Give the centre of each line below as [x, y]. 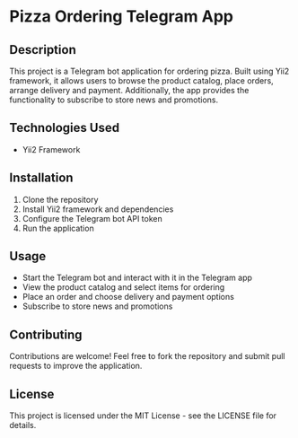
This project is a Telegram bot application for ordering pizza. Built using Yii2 [149, 71]
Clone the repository [60, 199]
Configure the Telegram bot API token [92, 218]
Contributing [46, 334]
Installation [41, 178]
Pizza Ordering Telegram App [121, 17]
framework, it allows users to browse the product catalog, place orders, [141, 81]
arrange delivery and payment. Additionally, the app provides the [129, 90]
